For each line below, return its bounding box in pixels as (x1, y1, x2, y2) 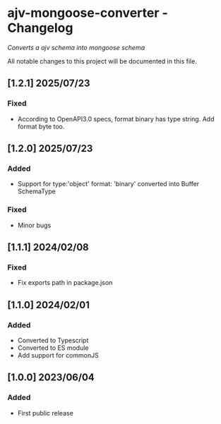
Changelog (7, 20, 73, 36)
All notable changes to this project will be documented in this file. (7, 56, 198, 65)
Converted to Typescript (17, 336, 89, 344)
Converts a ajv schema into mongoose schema (7, 43, 145, 52)
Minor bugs (17, 221, 52, 229)
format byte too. (17, 122, 65, 131)
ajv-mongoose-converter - (7, 5, 168, 21)
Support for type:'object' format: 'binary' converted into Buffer (17, 180, 200, 188)
